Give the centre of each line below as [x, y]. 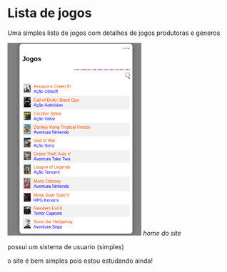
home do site [162, 234]
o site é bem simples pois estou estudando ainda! [80, 261]
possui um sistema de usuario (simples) [66, 247]
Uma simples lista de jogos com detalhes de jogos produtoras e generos [114, 33]
